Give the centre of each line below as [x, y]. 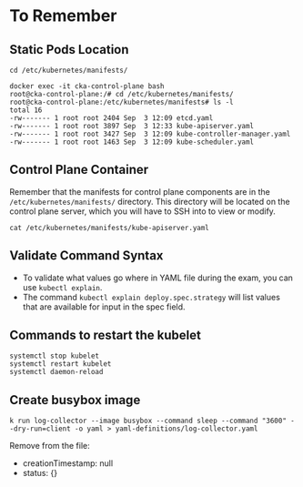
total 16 [26, 110]
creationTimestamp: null [68, 463]
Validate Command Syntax [86, 256]
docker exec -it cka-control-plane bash [87, 86]
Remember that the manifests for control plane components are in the [140, 191]
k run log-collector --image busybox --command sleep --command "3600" [148, 421]
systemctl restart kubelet [61, 364]
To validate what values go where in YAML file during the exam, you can [158, 278]
